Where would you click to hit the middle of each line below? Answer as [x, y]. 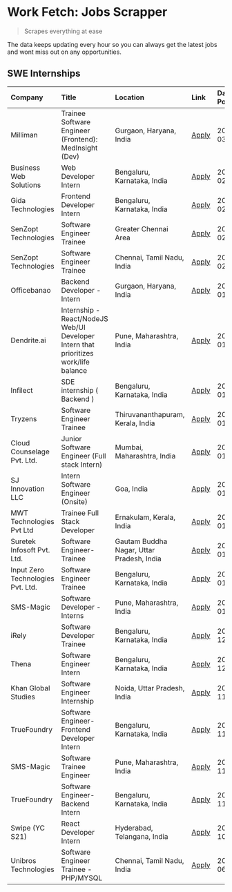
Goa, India [132, 489]
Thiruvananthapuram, [150, 414]
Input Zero [28, 570]
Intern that [78, 345]
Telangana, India [142, 836]
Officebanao [31, 290]
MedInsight [79, 148]
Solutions [26, 185]
